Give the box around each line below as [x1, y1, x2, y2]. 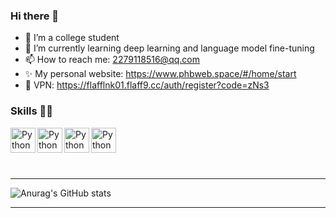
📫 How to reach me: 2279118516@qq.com [24, 54, 200, 66]
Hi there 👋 [10, 9, 60, 23]
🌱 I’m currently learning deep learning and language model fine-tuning [24, 42, 315, 54]
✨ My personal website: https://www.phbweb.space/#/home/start [24, 68, 297, 80]
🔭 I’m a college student [24, 32, 120, 44]
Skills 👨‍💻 [10, 104, 54, 118]
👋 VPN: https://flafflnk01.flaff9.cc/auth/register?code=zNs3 [24, 79, 270, 91]
